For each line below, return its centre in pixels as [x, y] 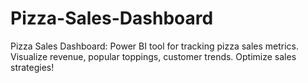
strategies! [32, 67]
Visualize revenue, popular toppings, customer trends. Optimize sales [153, 56]
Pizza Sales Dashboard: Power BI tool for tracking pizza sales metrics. [155, 46]
